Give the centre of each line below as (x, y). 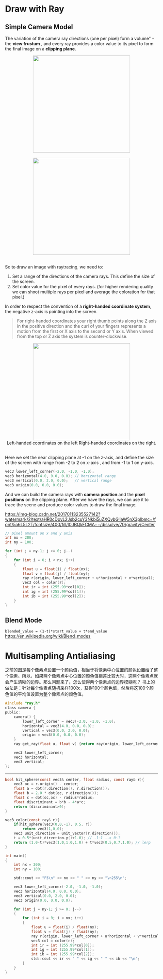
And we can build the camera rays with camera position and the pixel (75, 494)
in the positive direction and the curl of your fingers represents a (81, 326)
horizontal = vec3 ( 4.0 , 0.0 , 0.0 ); (58, 726)
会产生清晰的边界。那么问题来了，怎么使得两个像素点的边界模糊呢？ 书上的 (80, 682)
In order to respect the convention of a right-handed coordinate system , (78, 306)
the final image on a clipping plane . (41, 49)
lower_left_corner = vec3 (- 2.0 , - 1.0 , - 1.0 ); (69, 721)
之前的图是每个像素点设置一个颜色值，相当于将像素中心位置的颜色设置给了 (79, 670)
